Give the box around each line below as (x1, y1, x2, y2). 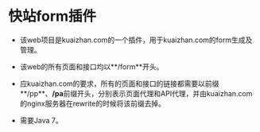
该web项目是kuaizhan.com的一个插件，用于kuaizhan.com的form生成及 (19, 35, 253, 45)
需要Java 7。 (19, 115, 63, 125)
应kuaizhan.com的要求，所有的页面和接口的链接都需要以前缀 (19, 79, 219, 88)
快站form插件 (8, 7, 97, 25)
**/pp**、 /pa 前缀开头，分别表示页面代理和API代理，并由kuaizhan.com (19, 88, 253, 98)
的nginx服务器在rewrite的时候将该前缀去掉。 (19, 99, 165, 108)
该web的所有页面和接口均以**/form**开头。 (19, 61, 164, 72)
